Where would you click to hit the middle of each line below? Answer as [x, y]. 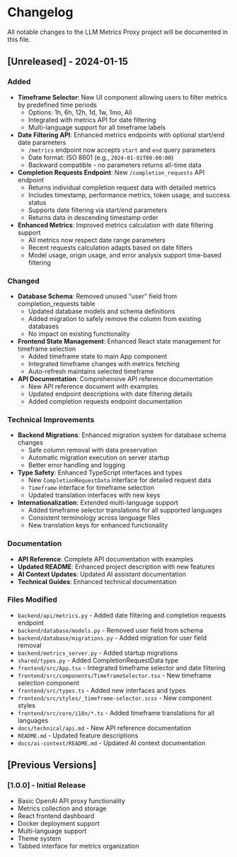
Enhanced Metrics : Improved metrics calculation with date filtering [115, 225]
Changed [24, 281]
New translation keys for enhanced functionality [98, 525]
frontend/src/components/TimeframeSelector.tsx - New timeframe [115, 675]
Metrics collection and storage [62, 808]
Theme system [39, 838]
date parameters [42, 142]
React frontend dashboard [56, 816]
